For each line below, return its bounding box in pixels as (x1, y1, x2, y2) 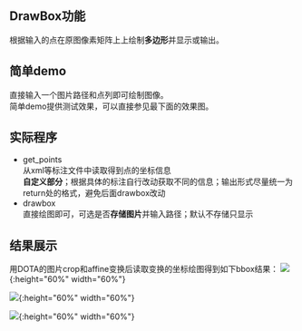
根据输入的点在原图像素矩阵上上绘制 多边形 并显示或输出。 (9, 34, 224, 45)
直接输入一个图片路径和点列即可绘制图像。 (9, 89, 169, 100)
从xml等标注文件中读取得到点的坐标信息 (22, 165, 172, 176)
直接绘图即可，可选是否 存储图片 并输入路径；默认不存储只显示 (22, 209, 254, 219)
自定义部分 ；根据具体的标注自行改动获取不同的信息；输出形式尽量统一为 (22, 176, 293, 188)
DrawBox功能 (9, 8, 86, 24)
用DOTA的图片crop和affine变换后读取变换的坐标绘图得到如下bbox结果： (9, 264, 279, 275)
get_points (22, 154, 63, 165)
